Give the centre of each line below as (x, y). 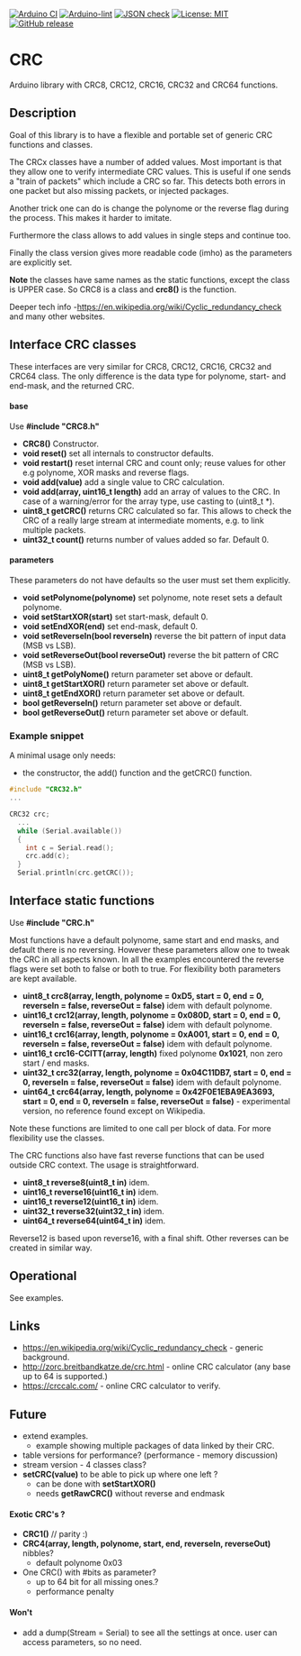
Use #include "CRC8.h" (55, 426)
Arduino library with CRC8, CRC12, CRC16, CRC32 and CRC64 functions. (144, 85)
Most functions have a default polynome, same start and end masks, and (144, 940)
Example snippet (47, 736)
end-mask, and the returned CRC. (72, 385)
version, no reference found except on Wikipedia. (114, 1111)
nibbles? (38, 1553)
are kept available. (43, 978)
